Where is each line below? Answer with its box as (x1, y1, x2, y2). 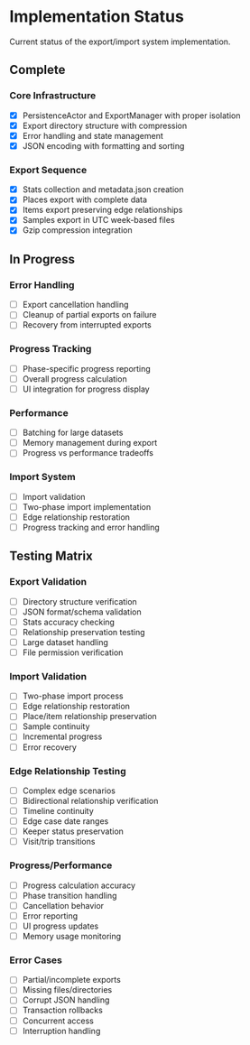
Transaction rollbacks (22, 1004, 104, 1016)
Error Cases (9, 954, 63, 966)
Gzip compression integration (22, 225, 133, 236)
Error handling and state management (22, 130, 164, 141)
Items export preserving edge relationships (22, 205, 183, 216)
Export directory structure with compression (22, 120, 188, 131)
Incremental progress (22, 731, 103, 742)
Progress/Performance (9, 859, 113, 872)
